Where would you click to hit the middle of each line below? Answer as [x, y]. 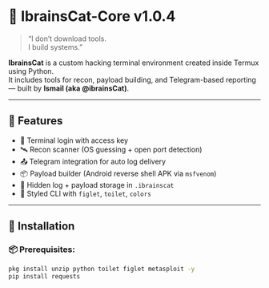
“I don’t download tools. [67, 39]
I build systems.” [55, 47]
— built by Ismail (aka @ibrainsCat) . [69, 88]
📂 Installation [42, 227]
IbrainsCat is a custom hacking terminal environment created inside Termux [134, 63]
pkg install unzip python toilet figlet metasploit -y [102, 269]
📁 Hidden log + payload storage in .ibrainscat [97, 185]
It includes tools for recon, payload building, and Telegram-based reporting [132, 79]
